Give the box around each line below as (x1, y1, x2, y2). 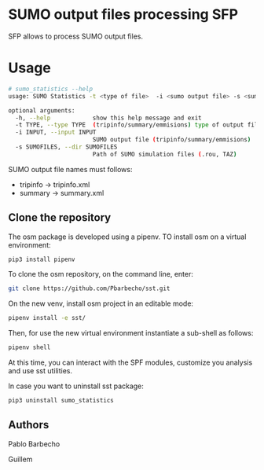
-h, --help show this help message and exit (15, 114, 202, 122)
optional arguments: (8, 106, 76, 115)
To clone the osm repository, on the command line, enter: (8, 270, 194, 279)
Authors (8, 418, 49, 431)
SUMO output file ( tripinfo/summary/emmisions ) (92, 136, 251, 144)
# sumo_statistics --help (8, 85, 93, 93)
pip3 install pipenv (8, 255, 76, 263)
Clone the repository (8, 211, 112, 225)
